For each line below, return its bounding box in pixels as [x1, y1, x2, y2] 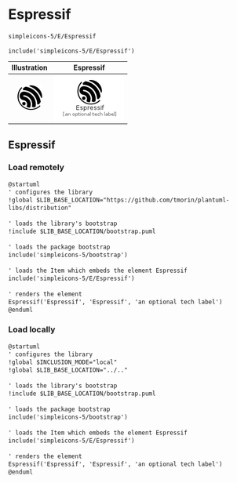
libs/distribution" [8, 204, 72, 212]
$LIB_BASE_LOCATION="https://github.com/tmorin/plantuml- [36, 196, 230, 204]
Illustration [11, 63, 49, 72]
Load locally [8, 324, 56, 335]
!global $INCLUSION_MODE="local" [8, 358, 118, 366]
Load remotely [8, 162, 65, 172]
